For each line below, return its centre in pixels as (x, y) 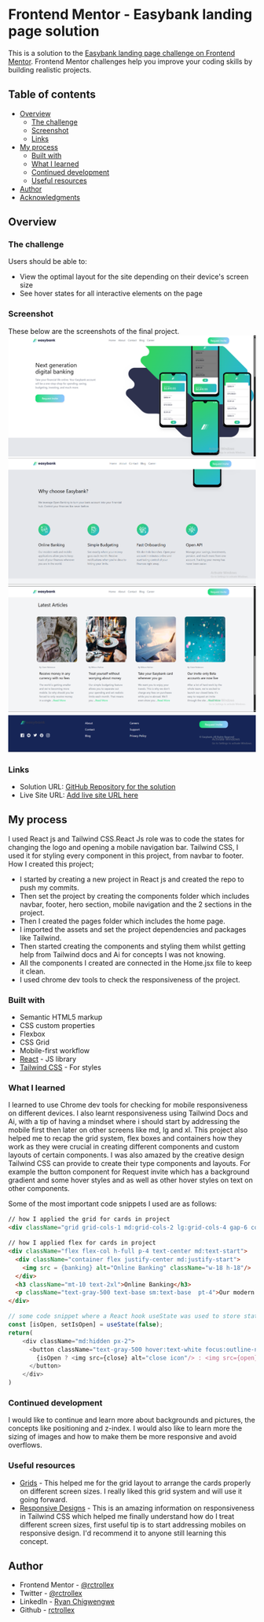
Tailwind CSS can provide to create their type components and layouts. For (130, 1164)
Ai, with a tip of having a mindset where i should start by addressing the (124, 1122)
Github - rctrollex (47, 1610)
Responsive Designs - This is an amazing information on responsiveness (137, 1508)
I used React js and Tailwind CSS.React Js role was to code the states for (126, 839)
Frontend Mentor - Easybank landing (130, 15)
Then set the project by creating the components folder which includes (134, 896)
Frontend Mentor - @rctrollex (67, 1585)
